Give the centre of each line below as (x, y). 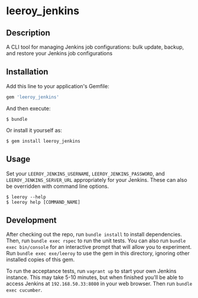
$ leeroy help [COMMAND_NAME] (43, 202)
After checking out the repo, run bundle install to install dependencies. (94, 235)
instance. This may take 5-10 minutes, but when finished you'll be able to (95, 277)
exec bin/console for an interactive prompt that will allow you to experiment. (99, 247)
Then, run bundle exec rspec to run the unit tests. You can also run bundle (96, 241)
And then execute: (28, 108)
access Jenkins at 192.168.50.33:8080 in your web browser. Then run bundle (99, 284)
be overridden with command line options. (58, 186)
